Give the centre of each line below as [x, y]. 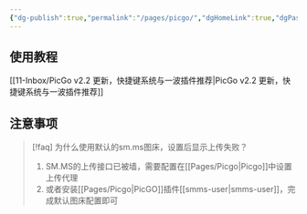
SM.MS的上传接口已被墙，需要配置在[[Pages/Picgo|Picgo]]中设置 [169, 167]
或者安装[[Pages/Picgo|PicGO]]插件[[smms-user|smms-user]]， [166, 189]
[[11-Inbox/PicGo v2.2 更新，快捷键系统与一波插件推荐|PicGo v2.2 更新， [146, 81]
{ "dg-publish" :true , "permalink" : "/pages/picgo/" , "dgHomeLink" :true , [143, 18]
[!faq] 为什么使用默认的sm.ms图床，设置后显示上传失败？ [140, 148]
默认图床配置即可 [86, 200]
